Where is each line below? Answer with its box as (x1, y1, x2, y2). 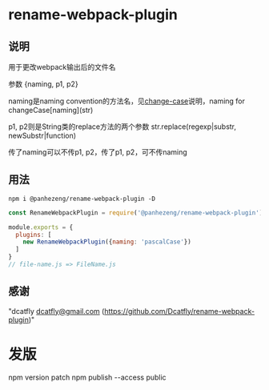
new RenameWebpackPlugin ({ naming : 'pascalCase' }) (22, 238, 192, 246)
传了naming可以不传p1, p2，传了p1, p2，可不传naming (8, 147, 188, 157)
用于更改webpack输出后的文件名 (8, 62, 116, 71)
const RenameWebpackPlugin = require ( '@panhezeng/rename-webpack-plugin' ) (8, 208, 263, 217)
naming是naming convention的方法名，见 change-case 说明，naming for (8, 96, 246, 106)
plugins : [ (15, 231, 52, 239)
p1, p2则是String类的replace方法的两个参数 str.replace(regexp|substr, (8, 122, 237, 131)
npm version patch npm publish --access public (8, 372, 167, 382)
